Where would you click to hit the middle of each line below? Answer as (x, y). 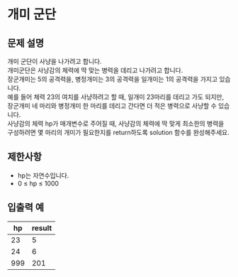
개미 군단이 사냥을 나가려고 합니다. (55, 61)
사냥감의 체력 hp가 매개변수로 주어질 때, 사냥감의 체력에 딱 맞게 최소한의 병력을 (116, 124)
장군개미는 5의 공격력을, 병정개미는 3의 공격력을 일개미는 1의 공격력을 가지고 (113, 79)
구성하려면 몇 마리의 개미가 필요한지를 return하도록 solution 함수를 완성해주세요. (118, 132)
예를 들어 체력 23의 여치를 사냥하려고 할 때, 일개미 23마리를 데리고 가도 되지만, (116, 97)
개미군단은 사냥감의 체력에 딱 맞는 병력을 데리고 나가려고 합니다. (95, 70)
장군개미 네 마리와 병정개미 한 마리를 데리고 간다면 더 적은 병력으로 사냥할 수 (112, 106)
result (42, 228)
